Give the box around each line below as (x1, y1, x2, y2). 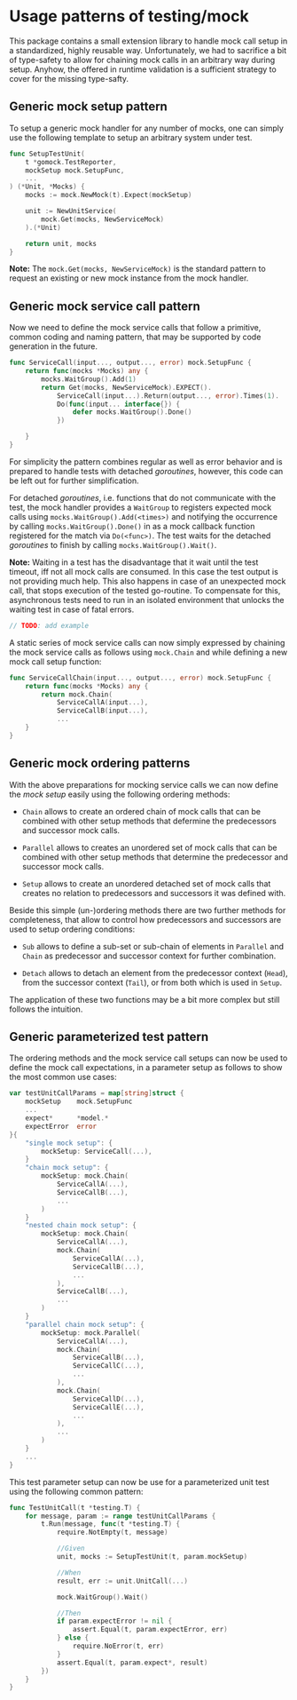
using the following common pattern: (9, 1486, 144, 1497)
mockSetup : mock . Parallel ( (41, 1328, 141, 1338)
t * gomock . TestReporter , (25, 157, 117, 166)
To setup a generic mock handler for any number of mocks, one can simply (9, 123, 284, 133)
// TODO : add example (9, 621, 90, 630)
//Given (56, 1544, 86, 1553)
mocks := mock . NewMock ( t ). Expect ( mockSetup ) (25, 191, 192, 200)
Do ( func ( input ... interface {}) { (56, 400, 180, 409)
